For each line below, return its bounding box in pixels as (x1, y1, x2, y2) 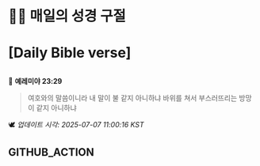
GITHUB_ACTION (8, 145, 95, 159)
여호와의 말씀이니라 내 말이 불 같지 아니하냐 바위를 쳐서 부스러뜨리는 (27, 92, 238, 103)
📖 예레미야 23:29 (8, 76, 63, 85)
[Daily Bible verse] (8, 44, 132, 62)
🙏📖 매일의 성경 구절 (8, 7, 126, 25)
